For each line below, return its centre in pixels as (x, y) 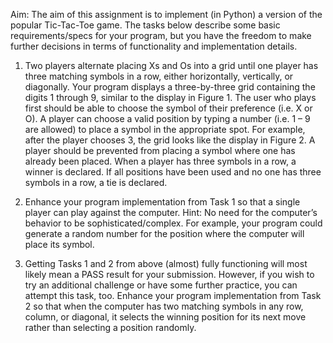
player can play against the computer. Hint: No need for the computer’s (171, 212)
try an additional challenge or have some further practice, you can (161, 285)
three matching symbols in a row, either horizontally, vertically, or (159, 76)
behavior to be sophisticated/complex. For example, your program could (173, 223)
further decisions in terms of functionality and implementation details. (154, 46)
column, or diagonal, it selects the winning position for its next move (165, 317)
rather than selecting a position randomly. (110, 327)
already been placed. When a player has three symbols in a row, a (160, 161)
